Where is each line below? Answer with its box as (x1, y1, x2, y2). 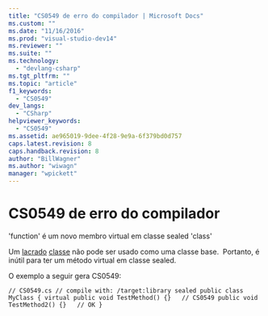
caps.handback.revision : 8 (8, 147, 99, 155)
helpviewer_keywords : (8, 117, 82, 125)
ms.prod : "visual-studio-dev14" (8, 34, 117, 43)
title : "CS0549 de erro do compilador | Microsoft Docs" (8, 11, 204, 20)
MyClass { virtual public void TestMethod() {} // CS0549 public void (8, 293, 258, 301)
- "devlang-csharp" (15, 65, 82, 73)
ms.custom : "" (8, 19, 57, 27)
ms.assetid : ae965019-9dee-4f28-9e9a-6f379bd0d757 (8, 132, 182, 140)
